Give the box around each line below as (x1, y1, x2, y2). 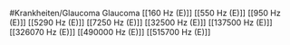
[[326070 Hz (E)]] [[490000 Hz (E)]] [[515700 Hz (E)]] (9, 27, 211, 37)
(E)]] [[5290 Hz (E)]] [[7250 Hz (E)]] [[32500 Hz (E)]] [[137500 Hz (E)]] (9, 17, 274, 28)
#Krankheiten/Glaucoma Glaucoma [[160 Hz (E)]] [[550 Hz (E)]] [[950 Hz (9, 8, 281, 18)
